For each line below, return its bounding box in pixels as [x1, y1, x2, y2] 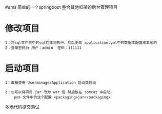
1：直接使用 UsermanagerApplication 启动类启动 [5, 80, 96, 85]
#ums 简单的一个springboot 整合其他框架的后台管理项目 [5, 4, 118, 10]
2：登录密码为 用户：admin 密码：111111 [5, 45, 82, 50]
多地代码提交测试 [5, 104, 40, 110]
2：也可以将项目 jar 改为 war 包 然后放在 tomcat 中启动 [5, 89, 111, 95]
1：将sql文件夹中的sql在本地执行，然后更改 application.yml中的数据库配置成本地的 [5, 40, 157, 45]
